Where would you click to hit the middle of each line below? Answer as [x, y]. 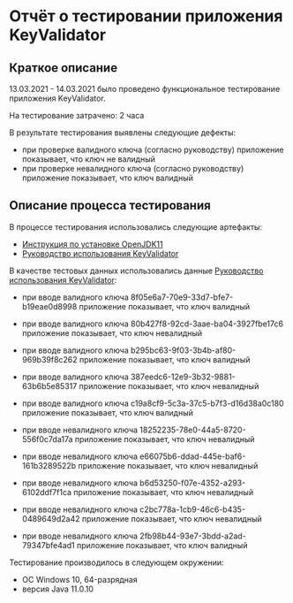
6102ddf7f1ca [47, 492]
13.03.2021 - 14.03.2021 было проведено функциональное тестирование [145, 89]
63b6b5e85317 [49, 385]
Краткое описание [63, 68]
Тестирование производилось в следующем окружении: [116, 562]
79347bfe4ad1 [48, 545]
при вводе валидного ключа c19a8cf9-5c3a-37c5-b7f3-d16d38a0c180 [153, 403]
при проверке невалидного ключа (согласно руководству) [133, 168]
